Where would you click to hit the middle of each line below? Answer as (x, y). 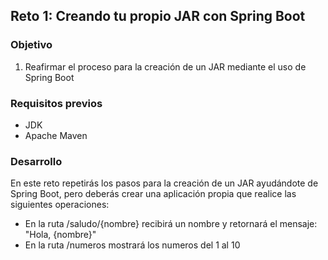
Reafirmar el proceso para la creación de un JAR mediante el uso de (165, 66)
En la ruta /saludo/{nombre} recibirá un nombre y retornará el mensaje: (171, 224)
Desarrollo (36, 161)
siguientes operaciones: (60, 205)
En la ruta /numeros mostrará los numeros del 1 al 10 (132, 245)
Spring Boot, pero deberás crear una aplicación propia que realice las (153, 194)
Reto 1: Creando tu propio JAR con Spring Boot (158, 16)
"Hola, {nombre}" (60, 235)
